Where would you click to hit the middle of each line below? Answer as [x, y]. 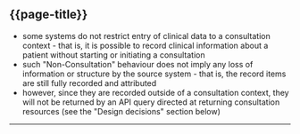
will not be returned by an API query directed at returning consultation [151, 102]
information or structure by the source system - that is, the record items [154, 74]
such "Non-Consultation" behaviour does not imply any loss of [137, 64]
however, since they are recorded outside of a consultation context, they [155, 92]
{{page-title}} [49, 15]
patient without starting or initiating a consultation [113, 55]
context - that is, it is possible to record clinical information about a [145, 45]
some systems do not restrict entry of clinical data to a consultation [146, 35]
